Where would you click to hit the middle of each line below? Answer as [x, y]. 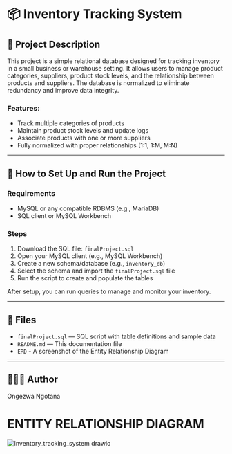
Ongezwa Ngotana [34, 396]
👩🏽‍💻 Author [33, 380]
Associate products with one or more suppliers [84, 138]
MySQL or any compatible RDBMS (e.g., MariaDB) [88, 208]
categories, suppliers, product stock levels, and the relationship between [110, 75]
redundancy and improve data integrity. [63, 90]
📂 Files [22, 320]
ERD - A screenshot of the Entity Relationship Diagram [93, 352]
